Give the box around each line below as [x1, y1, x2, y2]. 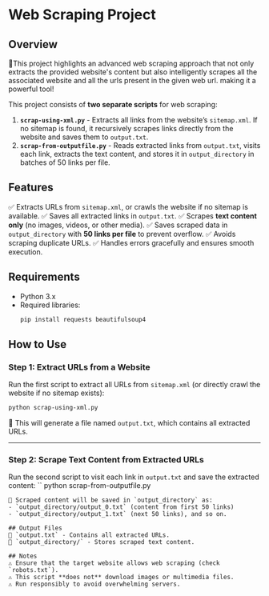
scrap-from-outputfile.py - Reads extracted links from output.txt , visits [19, 141, 261, 150]
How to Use [8, 338, 67, 351]
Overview [8, 38, 58, 51]
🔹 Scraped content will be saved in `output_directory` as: [8, 496, 214, 505]
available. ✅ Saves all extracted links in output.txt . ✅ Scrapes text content [8, 210, 258, 221]
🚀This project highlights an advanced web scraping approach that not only [8, 58, 255, 68]
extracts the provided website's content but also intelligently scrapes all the [8, 67, 258, 77]
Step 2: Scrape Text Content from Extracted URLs [8, 454, 204, 465]
